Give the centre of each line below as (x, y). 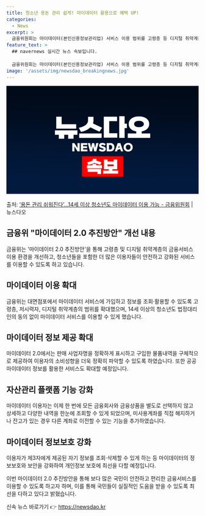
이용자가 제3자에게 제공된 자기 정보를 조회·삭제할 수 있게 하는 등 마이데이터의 (98, 458)
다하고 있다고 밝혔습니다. (47, 494)
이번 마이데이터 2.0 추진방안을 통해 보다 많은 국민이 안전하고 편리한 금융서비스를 (102, 479)
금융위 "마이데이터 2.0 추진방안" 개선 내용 (81, 233)
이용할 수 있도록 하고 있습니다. (49, 264)
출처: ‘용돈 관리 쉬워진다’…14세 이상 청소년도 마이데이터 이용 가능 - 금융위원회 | (100, 204)
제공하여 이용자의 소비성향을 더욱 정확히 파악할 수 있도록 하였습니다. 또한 (99, 361)
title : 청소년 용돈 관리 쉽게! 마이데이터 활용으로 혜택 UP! (73, 13)
